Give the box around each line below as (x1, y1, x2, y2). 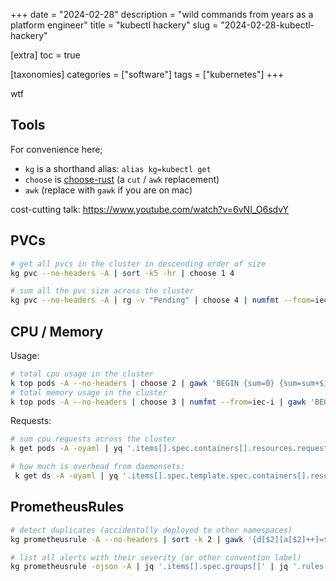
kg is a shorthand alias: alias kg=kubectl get (24, 162, 212, 174)
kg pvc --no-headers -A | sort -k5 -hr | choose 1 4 (10, 268, 235, 278)
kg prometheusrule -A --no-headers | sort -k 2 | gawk (10, 534, 244, 544)
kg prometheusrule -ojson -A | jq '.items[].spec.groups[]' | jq (10, 562, 288, 572)
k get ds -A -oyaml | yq (14, 471, 118, 481)
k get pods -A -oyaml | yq (10, 444, 123, 454)
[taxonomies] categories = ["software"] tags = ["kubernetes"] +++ (10, 69, 285, 80)
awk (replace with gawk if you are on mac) (24, 184, 193, 196)
